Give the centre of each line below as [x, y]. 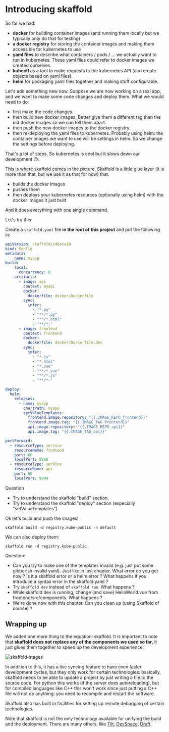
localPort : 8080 [32, 460]
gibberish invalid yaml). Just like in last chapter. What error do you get [85, 571]
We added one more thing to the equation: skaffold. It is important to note [81, 636]
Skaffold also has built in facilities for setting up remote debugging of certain [85, 703]
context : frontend [43, 333]
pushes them [26, 189]
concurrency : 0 [35, 272]
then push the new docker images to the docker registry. [71, 128]
